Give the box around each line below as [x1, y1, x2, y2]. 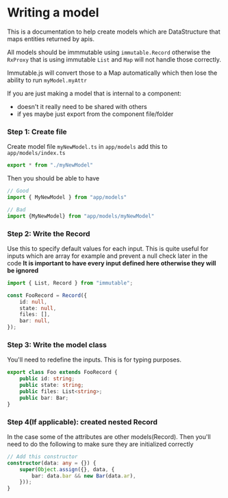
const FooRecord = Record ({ [7, 292, 88, 299]
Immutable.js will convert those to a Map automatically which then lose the [7, 69, 218, 77]
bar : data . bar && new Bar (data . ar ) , [31, 472, 136, 479]
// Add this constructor [7, 453, 78, 460]
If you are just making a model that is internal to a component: [7, 89, 181, 97]
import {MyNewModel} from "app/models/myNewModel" [7, 213, 155, 220]
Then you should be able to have [7, 174, 100, 182]
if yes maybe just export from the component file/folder [16, 110, 174, 118]
